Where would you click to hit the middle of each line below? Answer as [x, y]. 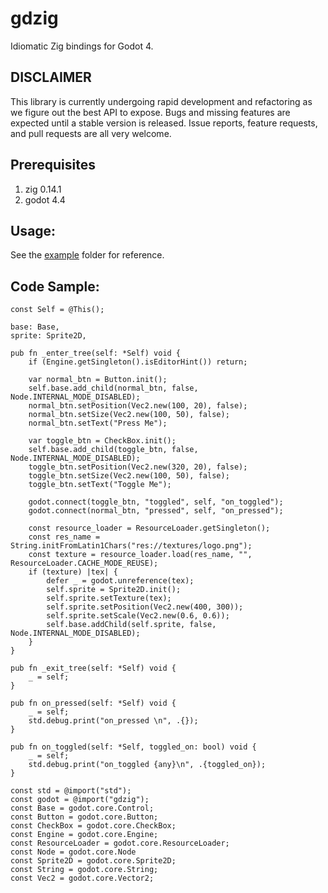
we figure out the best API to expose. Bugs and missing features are [150, 112]
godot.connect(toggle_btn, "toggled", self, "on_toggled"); [156, 502]
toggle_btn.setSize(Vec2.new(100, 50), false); [129, 476]
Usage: [33, 230]
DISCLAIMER [51, 77]
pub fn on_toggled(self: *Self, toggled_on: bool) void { [133, 747]
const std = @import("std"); [71, 791]
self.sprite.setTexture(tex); [109, 598]
